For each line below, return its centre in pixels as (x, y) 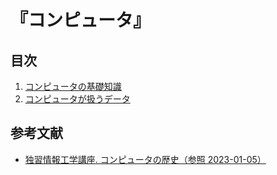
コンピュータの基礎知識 (73, 86)
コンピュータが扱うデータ (77, 99)
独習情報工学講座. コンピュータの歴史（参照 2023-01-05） (145, 159)
